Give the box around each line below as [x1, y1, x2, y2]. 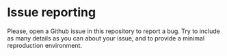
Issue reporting [7, 5, 96, 20]
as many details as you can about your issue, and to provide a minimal [7, 34, 205, 42]
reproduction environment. [7, 41, 83, 49]
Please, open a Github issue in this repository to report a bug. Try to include [7, 27, 220, 35]
